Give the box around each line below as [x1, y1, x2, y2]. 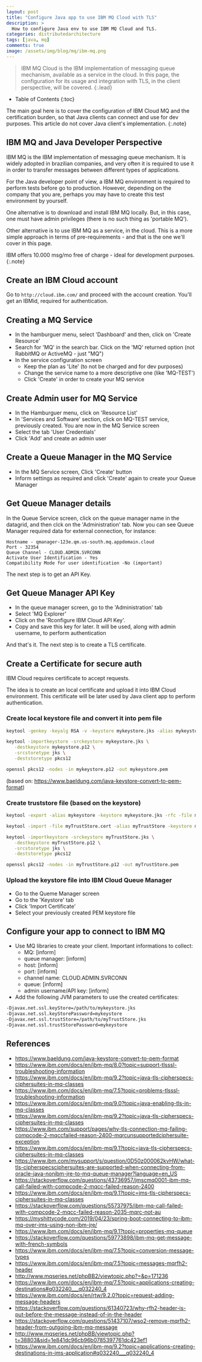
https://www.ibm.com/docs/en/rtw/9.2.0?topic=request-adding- [14, 1292, 174, 1299]
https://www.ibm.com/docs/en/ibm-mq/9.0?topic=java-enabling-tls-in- [14, 1099, 192, 1107]
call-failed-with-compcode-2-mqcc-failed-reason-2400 [14, 1182, 155, 1190]
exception [14, 1138, 40, 1145]
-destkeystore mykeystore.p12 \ [14, 745, 96, 751]
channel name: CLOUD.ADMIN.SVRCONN [23, 974, 127, 982]
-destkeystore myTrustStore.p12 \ [14, 840, 101, 846]
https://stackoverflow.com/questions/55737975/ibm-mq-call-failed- [14, 1202, 183, 1209]
